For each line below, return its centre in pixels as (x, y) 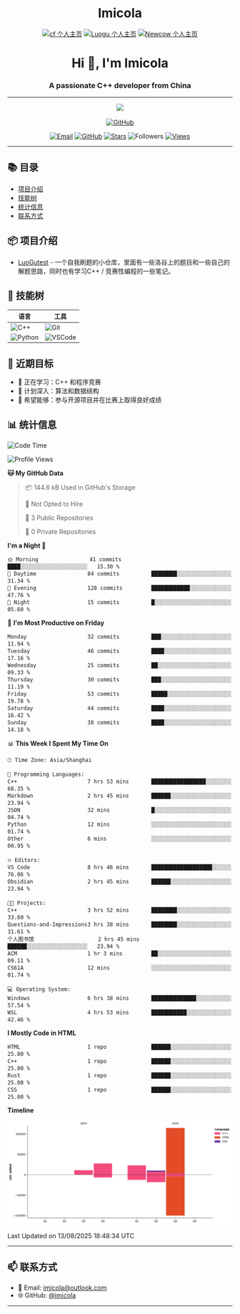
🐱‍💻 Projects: (27, 903)
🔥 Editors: (24, 860)
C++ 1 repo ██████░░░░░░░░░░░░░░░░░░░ (120, 1061)
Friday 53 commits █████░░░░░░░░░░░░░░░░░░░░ (120, 694)
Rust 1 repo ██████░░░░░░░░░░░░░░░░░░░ (120, 1075)
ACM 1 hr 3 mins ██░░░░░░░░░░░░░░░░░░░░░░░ (120, 953)
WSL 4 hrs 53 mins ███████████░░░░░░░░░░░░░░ (120, 1012)
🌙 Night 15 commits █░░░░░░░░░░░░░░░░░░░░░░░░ (120, 602)
